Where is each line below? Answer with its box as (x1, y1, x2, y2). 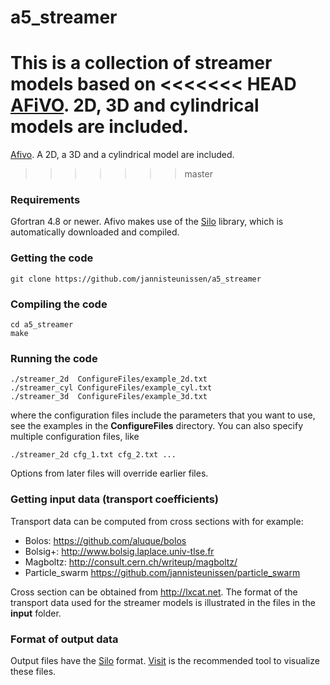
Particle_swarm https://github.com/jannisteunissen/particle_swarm (24, 566, 301, 578)
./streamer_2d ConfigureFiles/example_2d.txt (10, 374, 208, 385)
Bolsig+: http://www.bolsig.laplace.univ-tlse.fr (24, 545, 215, 557)
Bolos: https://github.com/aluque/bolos (24, 534, 187, 546)
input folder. (10, 607, 62, 619)
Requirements (10, 193, 81, 207)
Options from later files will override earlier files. (10, 467, 209, 480)
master (184, 168, 213, 180)
